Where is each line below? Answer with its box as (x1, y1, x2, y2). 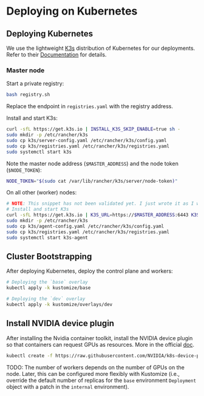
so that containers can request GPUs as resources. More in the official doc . (6, 341, 194, 348)
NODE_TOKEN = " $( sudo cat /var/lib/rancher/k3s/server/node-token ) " (6, 178, 178, 184)
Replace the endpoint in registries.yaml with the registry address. (6, 103, 173, 110)
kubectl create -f (6, 352, 53, 359)
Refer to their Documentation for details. (6, 51, 107, 58)
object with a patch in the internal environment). (6, 383, 129, 390)
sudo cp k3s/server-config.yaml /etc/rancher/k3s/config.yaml (6, 137, 167, 143)
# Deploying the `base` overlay (6, 279, 88, 285)
